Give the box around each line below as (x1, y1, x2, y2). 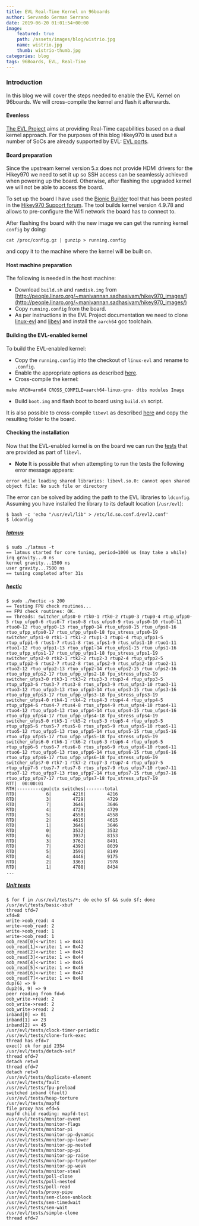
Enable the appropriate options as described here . (14, 369, 138, 376)
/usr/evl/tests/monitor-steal (6, 1168, 81, 1174)
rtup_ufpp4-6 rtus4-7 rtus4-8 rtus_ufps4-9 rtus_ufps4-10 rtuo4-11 (6, 702, 177, 708)
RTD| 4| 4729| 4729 (6, 806, 118, 813)
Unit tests (6, 882, 31, 889)
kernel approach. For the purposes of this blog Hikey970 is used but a (6, 132, 177, 138)
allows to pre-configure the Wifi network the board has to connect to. (6, 208, 176, 215)
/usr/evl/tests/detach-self (6, 1048, 76, 1054)
